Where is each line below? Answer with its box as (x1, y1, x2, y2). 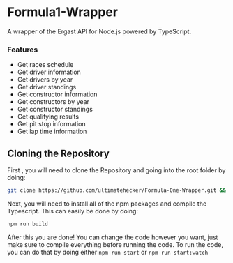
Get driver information (17, 68, 82, 77)
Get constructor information (17, 90, 98, 98)
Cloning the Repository (7, 147, 110, 159)
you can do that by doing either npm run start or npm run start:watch (7, 248, 209, 256)
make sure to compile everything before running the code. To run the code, (7, 240, 224, 248)
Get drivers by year (17, 75, 73, 84)
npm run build (7, 220, 49, 227)
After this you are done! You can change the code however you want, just (7, 233, 218, 241)
